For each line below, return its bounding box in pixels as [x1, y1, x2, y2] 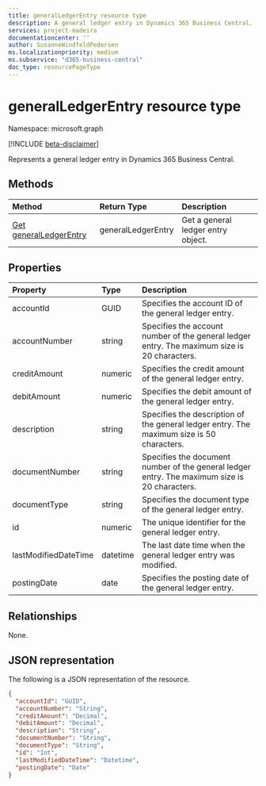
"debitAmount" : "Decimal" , [15, 719, 104, 727]
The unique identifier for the [142, 517, 246, 528]
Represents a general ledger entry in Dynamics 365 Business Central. [8, 154, 235, 163]
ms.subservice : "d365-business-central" [8, 56, 144, 64]
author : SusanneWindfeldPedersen [8, 41, 119, 49]
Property [12, 285, 47, 296]
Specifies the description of [142, 409, 245, 420]
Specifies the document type [142, 494, 249, 505]
